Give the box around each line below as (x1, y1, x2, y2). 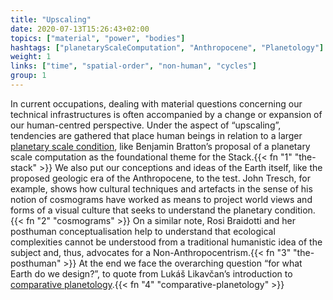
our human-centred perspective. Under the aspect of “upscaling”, (10, 119, 282, 131)
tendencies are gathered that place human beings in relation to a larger (10, 129, 303, 141)
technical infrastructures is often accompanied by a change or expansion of (10, 108, 323, 120)
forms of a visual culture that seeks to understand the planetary (10, 204, 273, 216)
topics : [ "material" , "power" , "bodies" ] (10, 33, 186, 43)
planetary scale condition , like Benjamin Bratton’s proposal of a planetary (10, 140, 311, 152)
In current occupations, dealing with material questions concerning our (10, 97, 303, 110)
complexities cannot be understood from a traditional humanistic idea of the (10, 236, 323, 248)
